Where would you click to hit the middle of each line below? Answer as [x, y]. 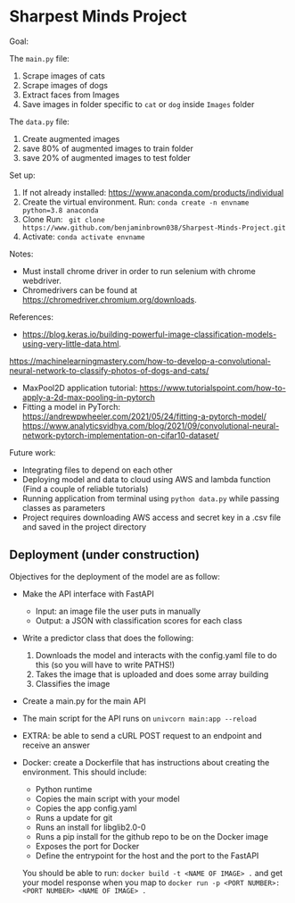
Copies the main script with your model [107, 798]
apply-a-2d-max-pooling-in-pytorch [89, 397]
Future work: [33, 452]
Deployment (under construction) [105, 555]
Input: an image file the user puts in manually [118, 611]
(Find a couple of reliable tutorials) [85, 489]
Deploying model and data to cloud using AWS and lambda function [146, 479]
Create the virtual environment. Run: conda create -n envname [135, 202]
